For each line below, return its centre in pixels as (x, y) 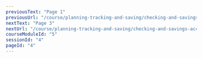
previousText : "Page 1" (36, 12)
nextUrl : (17, 29)
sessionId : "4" (25, 40)
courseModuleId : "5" (32, 34)
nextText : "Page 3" (30, 23)
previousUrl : (22, 18)
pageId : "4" (21, 46)
